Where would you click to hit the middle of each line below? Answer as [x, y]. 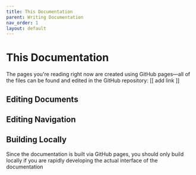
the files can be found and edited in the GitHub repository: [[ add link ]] [93, 80]
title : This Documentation [39, 12]
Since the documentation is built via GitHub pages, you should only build [95, 154]
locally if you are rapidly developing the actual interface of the [82, 160]
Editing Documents [42, 99]
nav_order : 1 [22, 23]
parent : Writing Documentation [45, 17]
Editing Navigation [41, 119]
